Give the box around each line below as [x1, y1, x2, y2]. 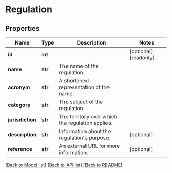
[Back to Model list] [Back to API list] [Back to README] [5, 162, 123, 168]
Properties [5, 24, 40, 33]
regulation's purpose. [58, 134, 111, 141]
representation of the [58, 83, 110, 91]
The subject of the [58, 98, 103, 105]
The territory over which [58, 113, 117, 120]
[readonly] [129, 54, 155, 61]
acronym [8, 83, 30, 91]
